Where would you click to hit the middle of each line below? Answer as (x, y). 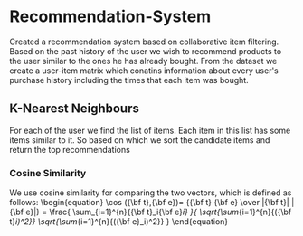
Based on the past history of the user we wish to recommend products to (146, 51)
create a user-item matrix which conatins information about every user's (144, 71)
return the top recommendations (70, 149)
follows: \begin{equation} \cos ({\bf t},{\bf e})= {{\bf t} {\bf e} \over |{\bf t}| (149, 203)
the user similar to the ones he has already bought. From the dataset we (143, 61)
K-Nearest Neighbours (75, 109)
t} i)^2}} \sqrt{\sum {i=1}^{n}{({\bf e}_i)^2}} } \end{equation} (119, 222)
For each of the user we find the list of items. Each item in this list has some (150, 130)
